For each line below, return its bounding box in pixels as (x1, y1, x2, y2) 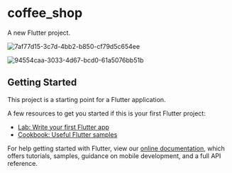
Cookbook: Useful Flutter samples (17, 130, 118, 139)
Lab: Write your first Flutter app (17, 123, 110, 131)
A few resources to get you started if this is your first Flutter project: (7, 108, 206, 118)
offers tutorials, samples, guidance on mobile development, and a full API (7, 151, 221, 160)
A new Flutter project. (7, 28, 71, 37)
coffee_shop (7, 5, 83, 21)
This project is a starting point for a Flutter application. (7, 95, 166, 104)
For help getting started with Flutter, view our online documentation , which (7, 144, 226, 152)
